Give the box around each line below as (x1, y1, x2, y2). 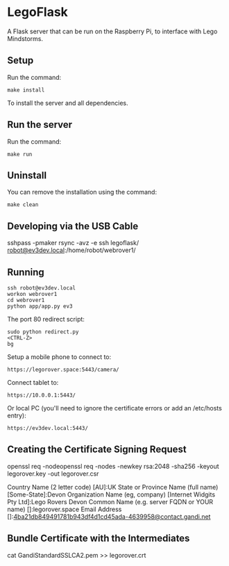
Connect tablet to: (7, 378, 59, 386)
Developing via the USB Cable (7, 220, 139, 232)
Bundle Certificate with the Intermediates (7, 533, 190, 544)
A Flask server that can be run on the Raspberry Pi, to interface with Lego (7, 27, 218, 35)
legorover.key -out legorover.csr (7, 469, 99, 478)
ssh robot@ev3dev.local (7, 285, 76, 292)
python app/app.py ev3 (7, 303, 73, 310)
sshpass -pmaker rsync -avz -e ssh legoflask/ (7, 239, 139, 247)
